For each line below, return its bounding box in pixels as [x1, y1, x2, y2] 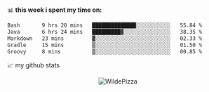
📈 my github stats [7, 61, 60, 70]
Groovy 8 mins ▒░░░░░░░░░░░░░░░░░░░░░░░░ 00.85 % [7, 48, 202, 55]
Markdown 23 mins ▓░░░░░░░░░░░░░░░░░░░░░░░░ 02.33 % [7, 34, 202, 42]
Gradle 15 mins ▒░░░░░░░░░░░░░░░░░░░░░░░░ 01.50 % [7, 41, 202, 48]
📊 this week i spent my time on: [7, 6, 102, 14]
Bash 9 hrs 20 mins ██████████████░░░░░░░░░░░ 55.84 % [7, 22, 202, 29]
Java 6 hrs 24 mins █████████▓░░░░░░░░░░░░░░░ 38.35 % [7, 28, 202, 35]
